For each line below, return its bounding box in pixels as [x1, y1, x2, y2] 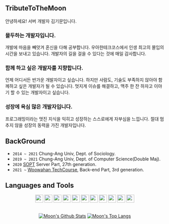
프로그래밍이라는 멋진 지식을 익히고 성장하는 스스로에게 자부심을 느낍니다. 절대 [5, 116, 159, 122]
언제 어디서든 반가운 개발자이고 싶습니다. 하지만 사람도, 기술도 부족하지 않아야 [5, 77, 157, 83]
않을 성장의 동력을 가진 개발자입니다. [14, 122, 86, 128]
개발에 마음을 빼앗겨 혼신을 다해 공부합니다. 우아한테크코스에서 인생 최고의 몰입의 [5, 44, 164, 50]
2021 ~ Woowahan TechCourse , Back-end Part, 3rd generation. [12, 166, 144, 173]
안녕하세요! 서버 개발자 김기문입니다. [5, 18, 77, 24]
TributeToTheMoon [5, 4, 67, 13]
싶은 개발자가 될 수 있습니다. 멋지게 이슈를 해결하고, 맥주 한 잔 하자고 [18, 83, 153, 89]
